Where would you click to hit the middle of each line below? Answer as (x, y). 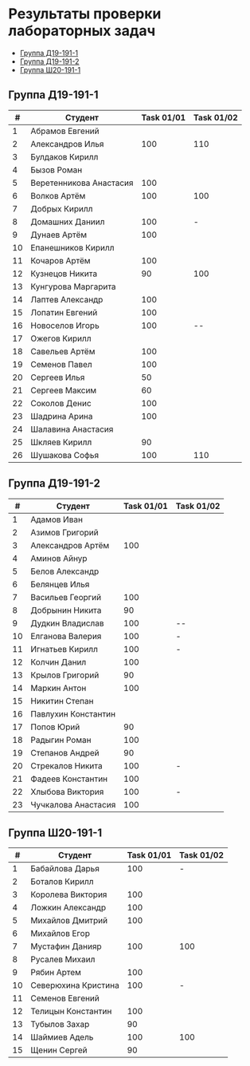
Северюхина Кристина (75, 985)
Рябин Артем (56, 973)
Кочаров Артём (61, 260)
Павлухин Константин (73, 713)
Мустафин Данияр (66, 946)
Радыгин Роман (61, 740)
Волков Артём (58, 195)
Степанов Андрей (65, 752)
